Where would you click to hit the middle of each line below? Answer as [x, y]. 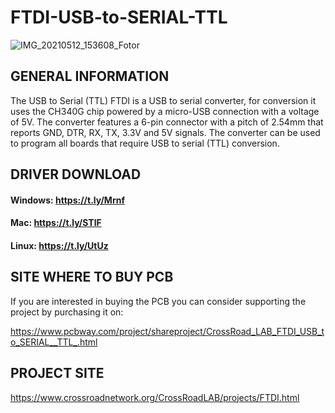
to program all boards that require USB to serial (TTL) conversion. [145, 143]
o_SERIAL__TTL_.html [54, 342]
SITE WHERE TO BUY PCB [92, 277]
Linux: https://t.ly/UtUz [59, 245]
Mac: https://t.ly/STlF [56, 223]
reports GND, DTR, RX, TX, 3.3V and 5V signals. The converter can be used [165, 132]
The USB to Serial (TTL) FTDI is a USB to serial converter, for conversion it [163, 100]
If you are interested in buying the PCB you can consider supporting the [158, 301]
